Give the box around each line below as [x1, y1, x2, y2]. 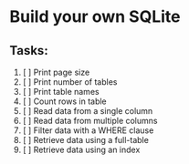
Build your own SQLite [9, 6, 181, 27]
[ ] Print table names [22, 87, 100, 97]
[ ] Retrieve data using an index [22, 144, 141, 155]
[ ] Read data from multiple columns [22, 116, 158, 126]
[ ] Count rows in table [22, 96, 107, 107]
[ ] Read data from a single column [22, 106, 153, 116]
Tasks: [9, 43, 48, 58]
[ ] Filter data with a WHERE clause [22, 125, 154, 136]
